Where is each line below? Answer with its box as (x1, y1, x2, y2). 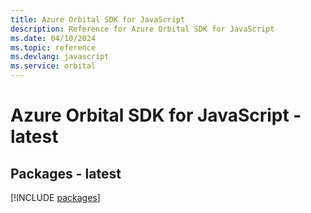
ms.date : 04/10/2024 (10, 33, 97, 43)
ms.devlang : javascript (10, 52, 110, 62)
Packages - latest (10, 165, 122, 182)
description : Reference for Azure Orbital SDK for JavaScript (10, 24, 275, 34)
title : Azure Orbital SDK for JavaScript (10, 14, 186, 25)
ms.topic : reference (10, 42, 97, 53)
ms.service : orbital (10, 61, 97, 71)
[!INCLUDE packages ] (10, 192, 101, 203)
